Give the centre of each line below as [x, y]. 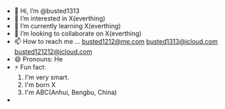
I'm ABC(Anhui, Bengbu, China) [71, 92]
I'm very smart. [47, 77]
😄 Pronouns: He [38, 59]
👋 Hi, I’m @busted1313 [47, 11]
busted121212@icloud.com [53, 52]
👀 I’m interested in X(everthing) [59, 18]
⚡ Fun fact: [30, 67]
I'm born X [40, 85]
